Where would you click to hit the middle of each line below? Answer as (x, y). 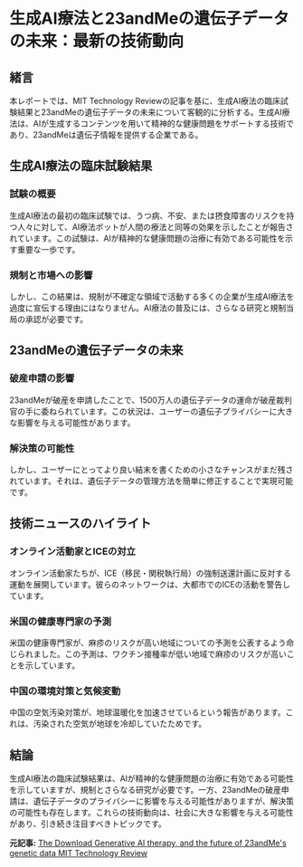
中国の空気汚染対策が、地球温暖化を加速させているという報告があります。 (148, 712)
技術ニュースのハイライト (80, 524)
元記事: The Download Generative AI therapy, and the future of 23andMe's (148, 843)
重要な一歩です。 (48, 249)
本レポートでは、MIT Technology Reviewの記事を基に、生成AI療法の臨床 (145, 101)
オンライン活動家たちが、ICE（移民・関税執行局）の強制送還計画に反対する (151, 573)
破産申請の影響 (42, 378)
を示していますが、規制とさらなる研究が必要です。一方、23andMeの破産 (146, 790)
